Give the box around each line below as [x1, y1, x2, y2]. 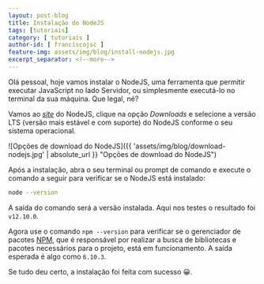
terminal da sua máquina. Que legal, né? [8, 94, 139, 103]
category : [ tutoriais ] [8, 33, 90, 42]
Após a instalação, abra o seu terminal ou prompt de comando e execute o [8, 165, 251, 174]
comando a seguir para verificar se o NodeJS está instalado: [8, 173, 206, 182]
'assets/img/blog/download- [133, 141, 226, 151]
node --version [8, 189, 58, 196]
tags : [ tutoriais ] [8, 26, 69, 34]
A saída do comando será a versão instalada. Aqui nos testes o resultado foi [8, 203, 255, 212]
